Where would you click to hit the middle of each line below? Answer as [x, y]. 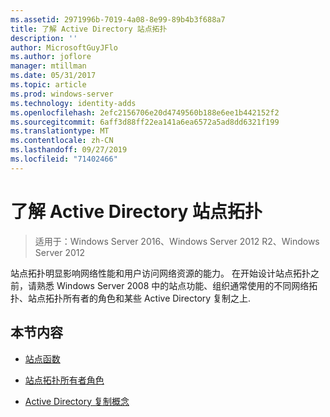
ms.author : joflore [51, 57]
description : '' [44, 38]
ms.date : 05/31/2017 [53, 76]
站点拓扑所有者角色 [64, 380]
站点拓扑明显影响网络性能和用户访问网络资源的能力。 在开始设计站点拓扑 [160, 273]
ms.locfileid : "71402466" [64, 159]
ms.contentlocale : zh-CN [62, 141]
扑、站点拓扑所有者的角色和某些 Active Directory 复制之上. [131, 298]
